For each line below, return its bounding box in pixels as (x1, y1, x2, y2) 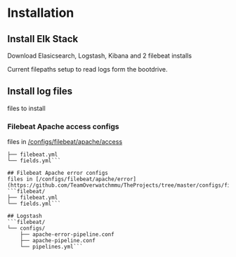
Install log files (7, 86, 73, 98)
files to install (7, 104, 46, 112)
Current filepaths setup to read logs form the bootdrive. (7, 65, 168, 73)
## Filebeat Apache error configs (7, 170, 109, 177)
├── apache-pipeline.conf (20, 237, 96, 244)
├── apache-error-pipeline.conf (20, 231, 114, 238)
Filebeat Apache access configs (7, 121, 119, 131)
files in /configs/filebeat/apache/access (7, 138, 123, 146)
